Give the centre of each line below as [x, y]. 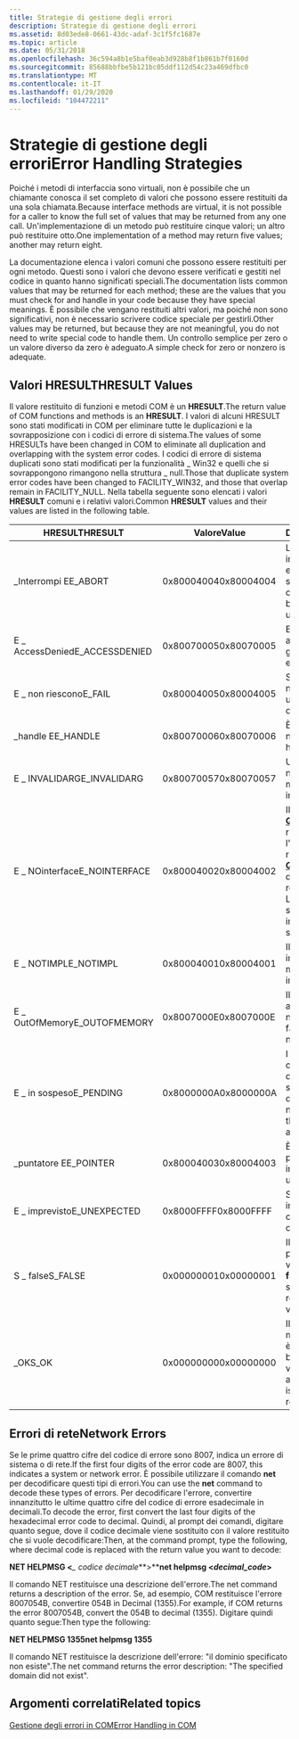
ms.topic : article [43, 42]
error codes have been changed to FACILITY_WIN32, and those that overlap [149, 482]
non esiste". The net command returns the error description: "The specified [146, 1666]
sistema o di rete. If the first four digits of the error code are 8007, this [136, 1464]
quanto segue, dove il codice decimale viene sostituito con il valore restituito [149, 1530]
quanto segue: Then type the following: [80, 1622]
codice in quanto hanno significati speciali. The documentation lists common [149, 281]
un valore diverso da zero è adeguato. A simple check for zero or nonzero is [148, 348]
